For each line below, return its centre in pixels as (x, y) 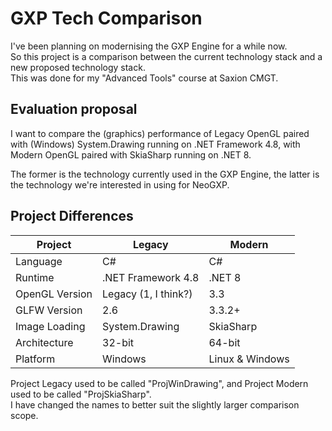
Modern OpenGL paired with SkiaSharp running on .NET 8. (131, 154)
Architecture (44, 342)
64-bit (224, 342)
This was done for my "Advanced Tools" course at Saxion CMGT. (144, 78)
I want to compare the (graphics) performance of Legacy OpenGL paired (160, 133)
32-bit (118, 342)
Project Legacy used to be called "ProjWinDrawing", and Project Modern (159, 383)
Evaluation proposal (74, 109)
